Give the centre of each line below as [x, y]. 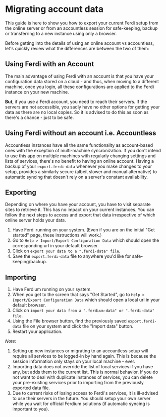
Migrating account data [54, 9]
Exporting [21, 192]
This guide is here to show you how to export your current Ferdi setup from [82, 23]
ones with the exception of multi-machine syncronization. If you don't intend [83, 150]
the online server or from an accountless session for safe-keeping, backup [81, 28]
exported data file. [31, 388]
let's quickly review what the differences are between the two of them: [77, 48]
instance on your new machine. [37, 92]
